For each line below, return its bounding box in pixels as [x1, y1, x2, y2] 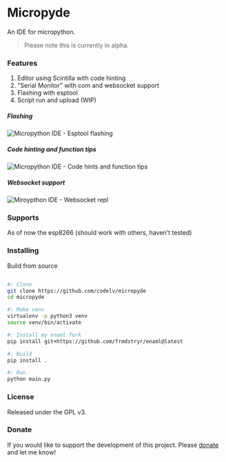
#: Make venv [7, 306, 45, 314]
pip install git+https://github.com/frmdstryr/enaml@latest [7, 338, 184, 345]
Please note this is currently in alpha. [23, 41, 129, 49]
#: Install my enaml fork [7, 331, 81, 338]
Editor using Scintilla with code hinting [17, 74, 126, 82]
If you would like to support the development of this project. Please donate [7, 441, 219, 449]
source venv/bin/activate [7, 319, 81, 326]
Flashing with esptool [17, 88, 78, 97]
